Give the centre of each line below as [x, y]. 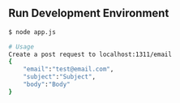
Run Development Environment [89, 13]
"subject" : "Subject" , [59, 77]
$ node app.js [32, 32]
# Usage [21, 47]
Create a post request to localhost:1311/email [90, 54]
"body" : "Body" [47, 84]
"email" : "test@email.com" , [69, 69]
